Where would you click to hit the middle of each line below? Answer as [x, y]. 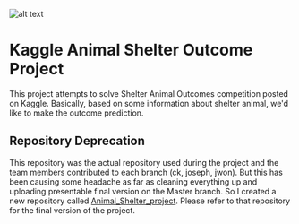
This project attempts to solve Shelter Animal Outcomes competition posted [149, 93]
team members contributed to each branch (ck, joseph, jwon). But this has [146, 172]
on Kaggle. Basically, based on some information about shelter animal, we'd [149, 103]
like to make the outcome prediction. [77, 113]
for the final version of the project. [73, 210]
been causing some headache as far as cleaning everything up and [133, 181]
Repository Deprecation [77, 141]
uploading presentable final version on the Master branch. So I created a [143, 191]
